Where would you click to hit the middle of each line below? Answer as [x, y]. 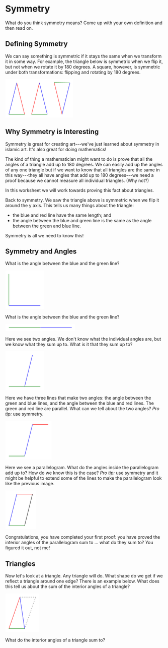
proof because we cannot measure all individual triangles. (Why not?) [77, 180]
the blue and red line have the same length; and [62, 215]
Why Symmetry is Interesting [52, 132]
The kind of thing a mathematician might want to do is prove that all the [79, 159]
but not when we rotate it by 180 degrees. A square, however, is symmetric [83, 67]
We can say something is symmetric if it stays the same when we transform [83, 56]
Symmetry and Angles [41, 251]
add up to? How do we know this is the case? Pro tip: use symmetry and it [82, 473]
